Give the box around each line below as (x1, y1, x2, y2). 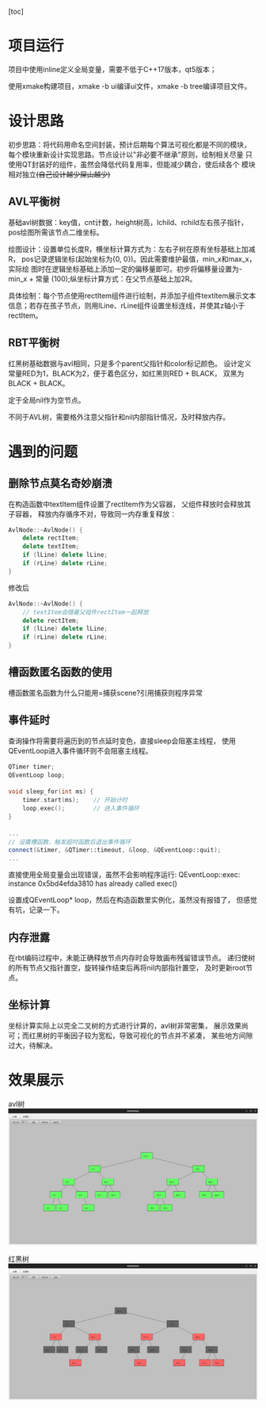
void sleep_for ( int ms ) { (8, 788, 93, 796)
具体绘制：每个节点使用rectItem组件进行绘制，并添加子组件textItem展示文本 (8, 291, 256, 300)
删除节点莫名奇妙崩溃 (8, 477, 112, 490)
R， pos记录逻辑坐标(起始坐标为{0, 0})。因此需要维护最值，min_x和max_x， (8, 254, 256, 264)
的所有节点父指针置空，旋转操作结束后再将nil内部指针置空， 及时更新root (8, 963, 246, 972)
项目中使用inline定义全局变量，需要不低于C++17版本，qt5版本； (8, 64, 217, 74)
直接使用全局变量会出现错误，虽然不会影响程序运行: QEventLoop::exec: (8, 870, 241, 880)
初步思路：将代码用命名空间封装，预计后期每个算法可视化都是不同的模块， (8, 139, 251, 149)
